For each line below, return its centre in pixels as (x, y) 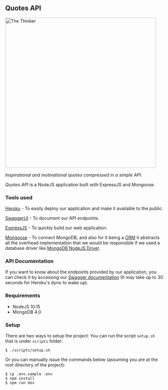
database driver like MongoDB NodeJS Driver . (53, 248)
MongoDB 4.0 (27, 312)
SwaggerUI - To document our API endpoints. (52, 218)
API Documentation (30, 261)
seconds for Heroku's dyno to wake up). (47, 283)
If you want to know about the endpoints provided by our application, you (81, 272)
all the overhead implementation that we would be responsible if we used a (83, 243)
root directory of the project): (35, 365)
